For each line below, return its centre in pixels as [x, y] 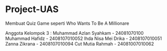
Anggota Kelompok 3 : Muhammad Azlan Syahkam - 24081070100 [75, 33]
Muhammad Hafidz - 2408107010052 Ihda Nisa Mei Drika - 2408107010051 [83, 38]
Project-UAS [32, 9]
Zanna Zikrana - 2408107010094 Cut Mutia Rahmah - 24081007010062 [80, 43]
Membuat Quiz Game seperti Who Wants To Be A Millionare [67, 23]
